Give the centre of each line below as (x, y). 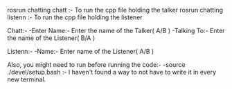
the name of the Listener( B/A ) (51, 38)
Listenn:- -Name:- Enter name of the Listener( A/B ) (81, 51)
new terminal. (27, 79)
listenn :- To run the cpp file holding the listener (75, 17)
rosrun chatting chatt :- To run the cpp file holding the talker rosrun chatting (115, 10)
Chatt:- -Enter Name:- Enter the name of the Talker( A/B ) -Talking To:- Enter (116, 31)
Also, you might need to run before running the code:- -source (96, 65)
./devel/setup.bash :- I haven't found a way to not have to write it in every (112, 72)
